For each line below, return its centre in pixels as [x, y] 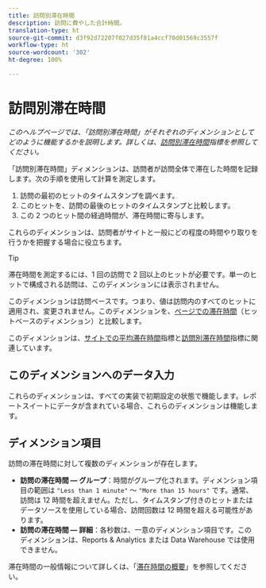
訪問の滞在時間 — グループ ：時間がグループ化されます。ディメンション [135, 480]
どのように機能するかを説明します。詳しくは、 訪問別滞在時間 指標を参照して [133, 142]
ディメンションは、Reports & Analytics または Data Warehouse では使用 [137, 540]
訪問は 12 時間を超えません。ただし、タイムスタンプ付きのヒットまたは [136, 500]
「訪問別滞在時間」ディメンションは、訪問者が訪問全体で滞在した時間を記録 [133, 168]
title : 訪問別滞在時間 [42, 15]
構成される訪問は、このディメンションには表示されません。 [126, 284]
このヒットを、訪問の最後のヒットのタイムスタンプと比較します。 [127, 205]
